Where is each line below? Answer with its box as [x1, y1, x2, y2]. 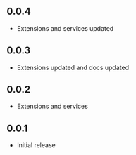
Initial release [16, 141, 56, 149]
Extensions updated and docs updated [16, 63, 130, 72]
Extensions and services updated [16, 24, 114, 32]
